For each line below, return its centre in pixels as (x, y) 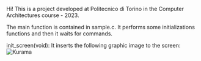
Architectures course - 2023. (43, 15)
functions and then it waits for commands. (60, 34)
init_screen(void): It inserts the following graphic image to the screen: (93, 45)
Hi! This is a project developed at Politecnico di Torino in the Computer (95, 9)
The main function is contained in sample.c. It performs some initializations (101, 27)
